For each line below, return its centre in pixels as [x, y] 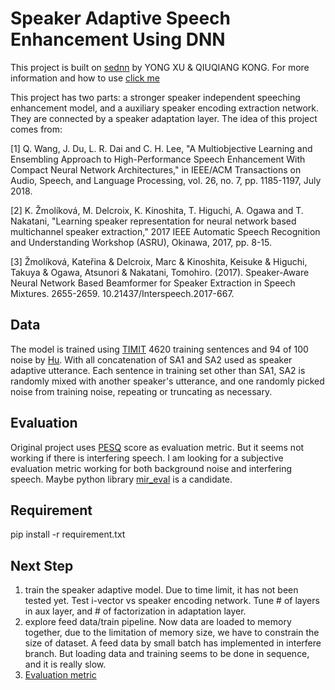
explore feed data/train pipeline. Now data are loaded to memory [158, 622]
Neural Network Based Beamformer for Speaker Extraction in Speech [153, 283]
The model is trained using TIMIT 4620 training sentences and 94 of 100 [159, 349]
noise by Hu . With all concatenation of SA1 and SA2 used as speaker [151, 359]
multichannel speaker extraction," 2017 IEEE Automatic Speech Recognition [165, 231]
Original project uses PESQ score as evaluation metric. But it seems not [157, 447]
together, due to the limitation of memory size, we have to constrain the [172, 633]
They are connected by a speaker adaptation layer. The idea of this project [164, 118]
